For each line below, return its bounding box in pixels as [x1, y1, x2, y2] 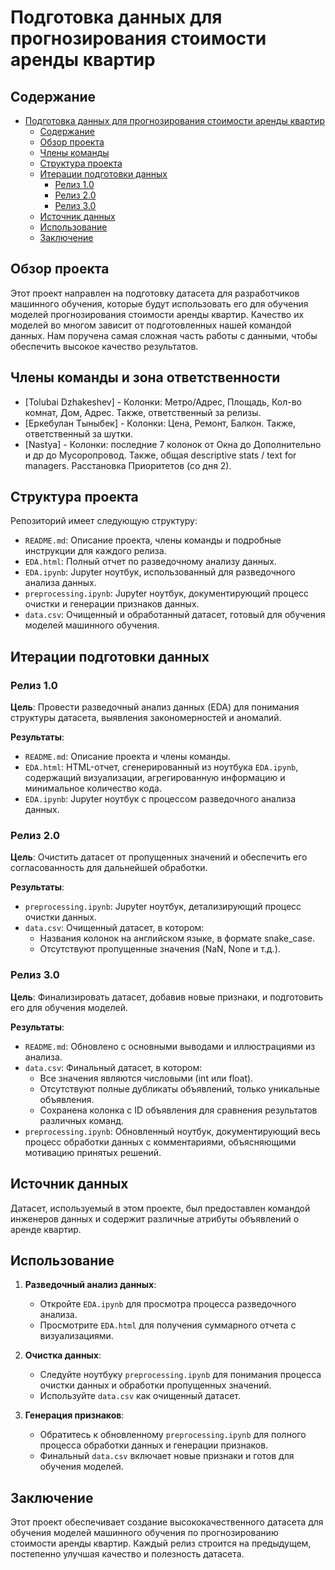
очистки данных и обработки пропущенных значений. [39, 1379, 272, 1391]
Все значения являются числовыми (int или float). [39, 1072, 254, 1084]
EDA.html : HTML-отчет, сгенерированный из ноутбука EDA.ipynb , [24, 761, 299, 773]
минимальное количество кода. [24, 782, 162, 795]
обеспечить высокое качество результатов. [10, 340, 199, 352]
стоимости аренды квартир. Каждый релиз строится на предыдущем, [10, 1537, 312, 1550]
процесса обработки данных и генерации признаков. [39, 1439, 269, 1451]
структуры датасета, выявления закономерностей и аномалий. [10, 712, 282, 724]
